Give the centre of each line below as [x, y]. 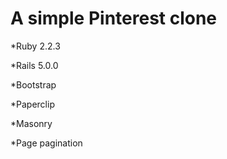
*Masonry [31, 123]
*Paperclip [32, 104]
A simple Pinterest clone [114, 18]
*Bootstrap [33, 84]
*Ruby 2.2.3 [35, 46]
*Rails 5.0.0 [34, 65]
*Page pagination [46, 143]
